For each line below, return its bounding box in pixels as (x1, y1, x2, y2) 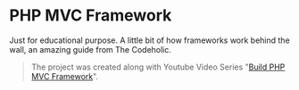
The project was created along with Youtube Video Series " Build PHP (30, 61, 286, 72)
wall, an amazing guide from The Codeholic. (9, 44, 172, 54)
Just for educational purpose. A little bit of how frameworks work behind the (9, 35, 290, 45)
